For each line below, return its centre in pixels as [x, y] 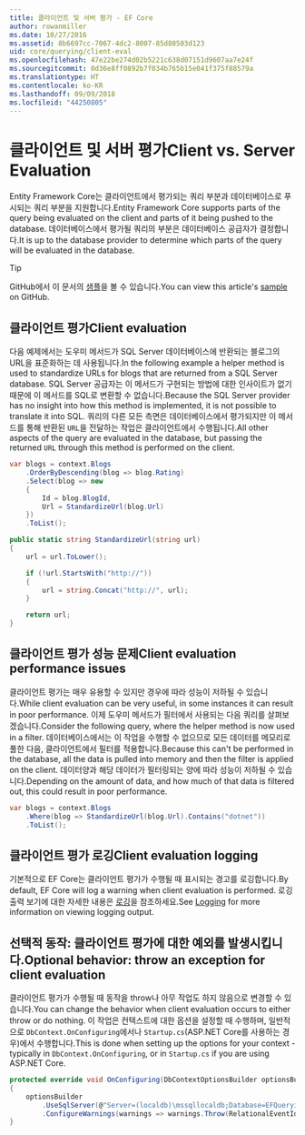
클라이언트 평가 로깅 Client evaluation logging [134, 855]
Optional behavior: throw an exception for [145, 960]
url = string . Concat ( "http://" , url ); [115, 590]
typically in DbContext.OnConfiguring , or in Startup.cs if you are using [139, 1054]
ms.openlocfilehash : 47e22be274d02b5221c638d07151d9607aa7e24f [132, 60]
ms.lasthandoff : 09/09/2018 [63, 94]
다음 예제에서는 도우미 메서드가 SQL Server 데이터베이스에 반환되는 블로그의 [145, 352]
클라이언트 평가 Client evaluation [98, 328]
